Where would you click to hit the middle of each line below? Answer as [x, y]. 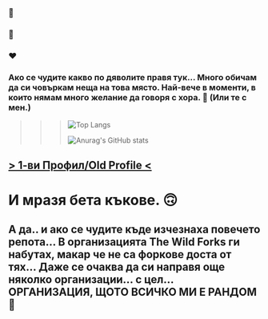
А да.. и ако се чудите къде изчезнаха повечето [134, 230]
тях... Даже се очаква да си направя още [117, 267]
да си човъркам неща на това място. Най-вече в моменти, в [132, 87]
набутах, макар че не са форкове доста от [120, 254]
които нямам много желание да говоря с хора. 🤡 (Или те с [128, 97]
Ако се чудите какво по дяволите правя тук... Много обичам [133, 77]
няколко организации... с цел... [91, 280]
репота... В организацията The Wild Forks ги [124, 242]
